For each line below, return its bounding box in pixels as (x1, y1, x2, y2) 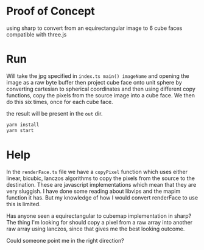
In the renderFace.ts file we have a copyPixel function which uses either (6, 168, 188, 175)
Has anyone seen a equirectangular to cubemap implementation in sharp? (6, 212, 192, 220)
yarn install (6, 122, 40, 128)
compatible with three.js (6, 30, 67, 38)
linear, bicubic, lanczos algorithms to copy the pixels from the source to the (6, 175, 195, 182)
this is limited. (6, 200, 41, 207)
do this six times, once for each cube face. (6, 98, 114, 105)
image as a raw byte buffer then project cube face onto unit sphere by (6, 78, 183, 86)
